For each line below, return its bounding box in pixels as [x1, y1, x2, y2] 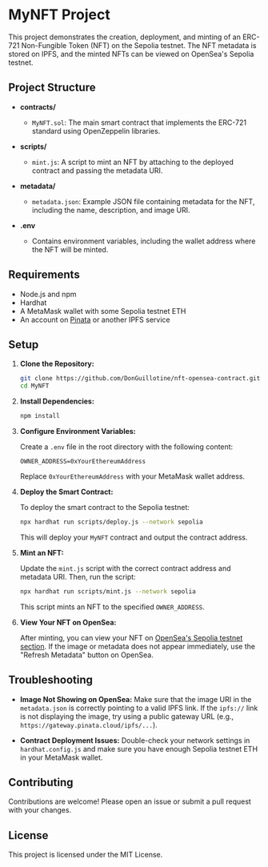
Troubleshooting [8, 673, 94, 687]
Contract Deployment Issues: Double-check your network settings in [19, 735, 250, 745]
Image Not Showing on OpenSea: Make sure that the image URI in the [19, 694, 252, 704]
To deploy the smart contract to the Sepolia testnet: [19, 503, 190, 512]
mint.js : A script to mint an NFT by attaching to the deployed [31, 157, 234, 167]
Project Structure [8, 81, 96, 94]
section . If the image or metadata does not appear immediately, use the [19, 641, 256, 651]
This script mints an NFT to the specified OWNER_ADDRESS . [19, 602, 206, 612]
